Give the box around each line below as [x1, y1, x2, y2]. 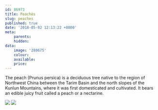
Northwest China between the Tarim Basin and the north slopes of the [5, 80, 144, 86]
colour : [14, 52, 29, 57]
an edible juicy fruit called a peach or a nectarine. [5, 91, 104, 96]
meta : [5, 30, 16, 35]
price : [14, 61, 27, 66]
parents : [14, 35, 32, 39]
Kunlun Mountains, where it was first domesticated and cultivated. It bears [5, 85, 154, 91]
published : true [5, 20, 38, 26]
